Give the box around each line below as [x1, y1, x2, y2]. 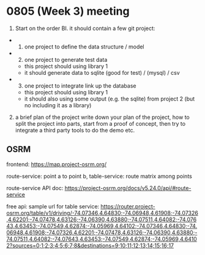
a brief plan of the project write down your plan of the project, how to [15, 113, 190, 121]
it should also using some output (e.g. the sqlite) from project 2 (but [24, 95, 195, 102]
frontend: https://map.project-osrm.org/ [6, 161, 107, 168]
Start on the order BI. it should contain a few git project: [15, 25, 155, 32]
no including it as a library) [24, 101, 92, 108]
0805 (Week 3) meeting [6, 4, 130, 18]
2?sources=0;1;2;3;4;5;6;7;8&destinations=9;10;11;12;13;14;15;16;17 [6, 242, 174, 249]
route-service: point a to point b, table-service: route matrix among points [6, 172, 193, 180]
